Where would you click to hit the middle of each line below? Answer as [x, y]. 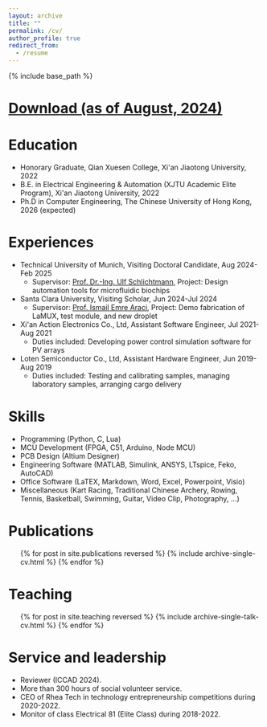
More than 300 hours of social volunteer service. [101, 688]
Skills [27, 417]
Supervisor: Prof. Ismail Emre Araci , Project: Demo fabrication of [138, 308]
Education [43, 145]
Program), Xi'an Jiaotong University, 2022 [90, 193]
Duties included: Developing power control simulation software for [142, 341]
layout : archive [35, 16]
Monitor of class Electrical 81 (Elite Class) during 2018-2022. [120, 714]
